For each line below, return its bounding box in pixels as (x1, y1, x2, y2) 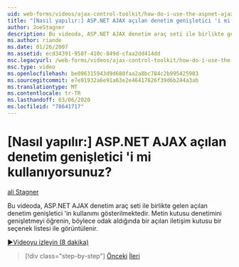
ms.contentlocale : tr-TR (7, 90, 81, 97)
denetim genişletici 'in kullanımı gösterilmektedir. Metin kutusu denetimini (7, 209, 222, 217)
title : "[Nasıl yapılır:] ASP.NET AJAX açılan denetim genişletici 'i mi (7, 17, 231, 24)
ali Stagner (7, 187, 39, 196)
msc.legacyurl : (7, 57, 53, 64)
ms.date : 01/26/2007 (7, 43, 69, 51)
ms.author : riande (7, 37, 62, 44)
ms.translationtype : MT (7, 83, 78, 90)
